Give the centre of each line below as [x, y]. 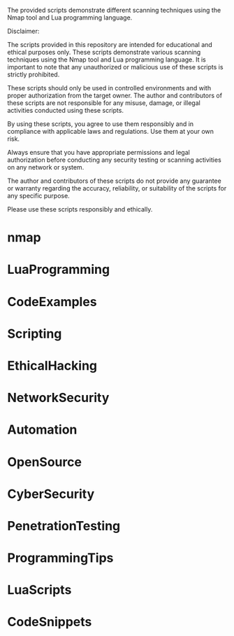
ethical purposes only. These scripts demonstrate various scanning [104, 52]
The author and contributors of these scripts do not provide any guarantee [114, 181]
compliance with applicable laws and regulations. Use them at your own [111, 131]
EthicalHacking [52, 365]
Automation [42, 430]
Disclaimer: [23, 31]
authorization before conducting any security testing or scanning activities [114, 160]
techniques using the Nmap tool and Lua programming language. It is [107, 60]
